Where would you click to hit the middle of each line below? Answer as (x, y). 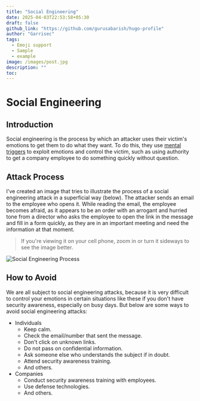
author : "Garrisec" (30, 34)
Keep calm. (38, 329)
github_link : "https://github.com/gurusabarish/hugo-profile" (85, 28)
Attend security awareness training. (67, 361)
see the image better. (47, 247)
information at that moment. (40, 230)
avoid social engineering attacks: (47, 311)
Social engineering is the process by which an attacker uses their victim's (97, 139)
